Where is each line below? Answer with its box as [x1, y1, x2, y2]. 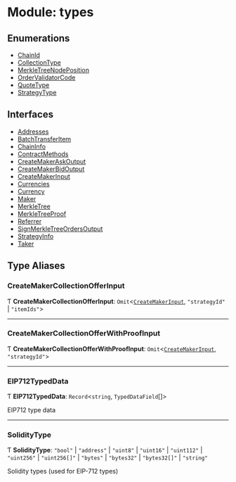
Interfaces [7, 108, 54, 120]
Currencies [17, 179, 51, 188]
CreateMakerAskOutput [17, 157, 86, 165]
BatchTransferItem [17, 134, 72, 143]
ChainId [17, 51, 41, 59]
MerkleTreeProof [17, 209, 67, 218]
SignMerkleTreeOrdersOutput [17, 224, 103, 233]
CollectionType [17, 58, 61, 67]
